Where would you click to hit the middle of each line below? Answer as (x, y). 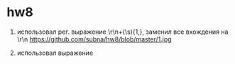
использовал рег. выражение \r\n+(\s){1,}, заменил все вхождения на (122, 32)
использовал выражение (55, 53)
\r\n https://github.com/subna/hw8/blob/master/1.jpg (94, 39)
